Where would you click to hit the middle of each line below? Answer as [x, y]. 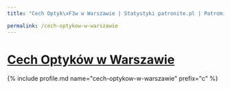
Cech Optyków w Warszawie [91, 60]
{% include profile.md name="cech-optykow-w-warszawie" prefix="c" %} [113, 79]
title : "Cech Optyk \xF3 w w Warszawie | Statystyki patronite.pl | [104, 13]
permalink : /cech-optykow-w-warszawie [63, 26]
